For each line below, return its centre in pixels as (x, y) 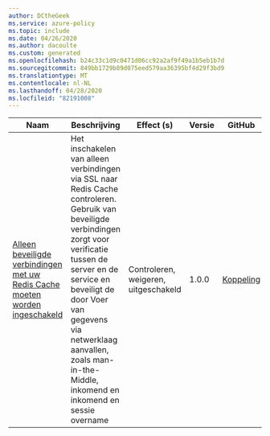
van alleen (90, 159)
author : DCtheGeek (39, 16)
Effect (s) (155, 125)
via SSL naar (94, 179)
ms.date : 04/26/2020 (43, 38)
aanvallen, (90, 350)
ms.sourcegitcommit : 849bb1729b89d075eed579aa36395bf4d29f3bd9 (117, 68)
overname (90, 421)
